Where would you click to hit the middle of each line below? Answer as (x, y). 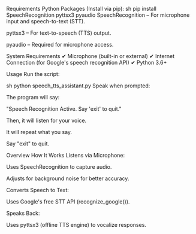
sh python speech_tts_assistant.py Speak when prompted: (78, 86)
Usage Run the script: (33, 74)
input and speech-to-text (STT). (46, 21)
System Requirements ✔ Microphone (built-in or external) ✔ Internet (91, 56)
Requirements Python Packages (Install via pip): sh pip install (82, 9)
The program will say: (33, 97)
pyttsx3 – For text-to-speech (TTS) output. (59, 33)
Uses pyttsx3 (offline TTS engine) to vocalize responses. (76, 225)
